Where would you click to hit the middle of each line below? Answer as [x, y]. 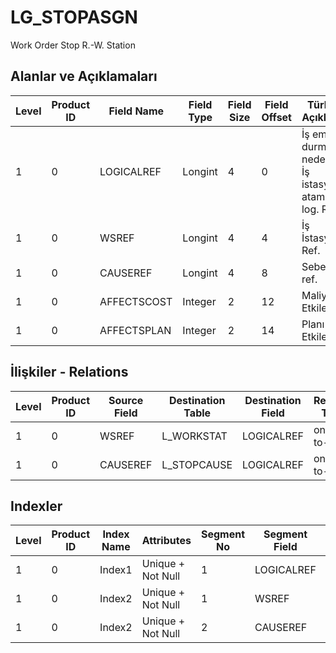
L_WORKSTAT [194, 436]
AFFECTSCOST [136, 301]
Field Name [136, 111]
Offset [276, 117]
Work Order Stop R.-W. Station [73, 45]
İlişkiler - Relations [69, 372]
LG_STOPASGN [74, 17]
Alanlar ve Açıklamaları [84, 76]
